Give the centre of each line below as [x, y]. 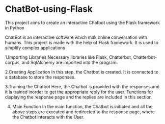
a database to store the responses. [40, 77]
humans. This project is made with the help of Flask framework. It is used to [82, 42]
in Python [15, 27]
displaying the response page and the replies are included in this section [79, 97]
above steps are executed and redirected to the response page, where [83, 112]
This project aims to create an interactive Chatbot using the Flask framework [82, 23]
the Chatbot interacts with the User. [48, 117]
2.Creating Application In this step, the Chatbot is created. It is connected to [82, 72]
